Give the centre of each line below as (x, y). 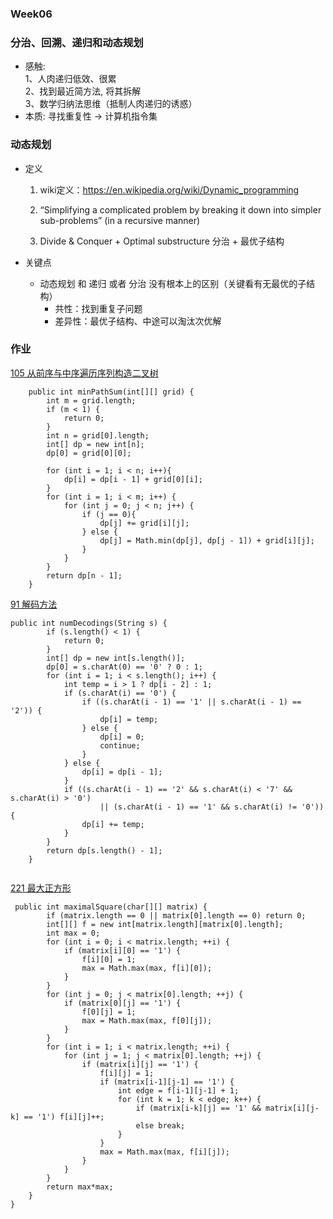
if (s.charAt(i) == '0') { (120, 693)
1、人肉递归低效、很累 (70, 79)
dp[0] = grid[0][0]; (89, 453)
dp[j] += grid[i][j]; (144, 523)
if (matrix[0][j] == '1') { (122, 1003)
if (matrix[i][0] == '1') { (122, 950)
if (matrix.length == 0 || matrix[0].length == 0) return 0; (176, 915)
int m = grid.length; (91, 400)
